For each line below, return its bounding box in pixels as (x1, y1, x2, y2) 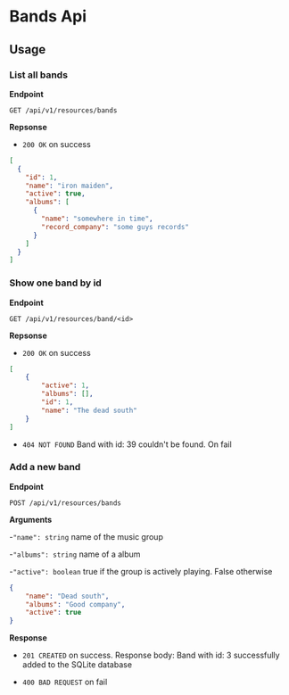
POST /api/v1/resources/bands (9, 498, 122, 508)
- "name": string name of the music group (9, 531, 163, 542)
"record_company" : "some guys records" (41, 222, 190, 231)
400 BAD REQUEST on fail (21, 676, 108, 688)
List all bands (9, 69, 69, 81)
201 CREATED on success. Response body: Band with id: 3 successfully (21, 649, 280, 661)
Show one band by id (9, 277, 103, 289)
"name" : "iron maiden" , (25, 181, 114, 190)
